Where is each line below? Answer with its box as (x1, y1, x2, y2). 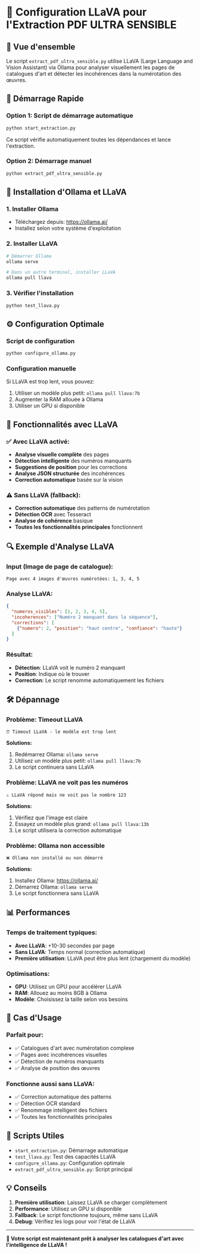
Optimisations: (6, 969, 50, 978)
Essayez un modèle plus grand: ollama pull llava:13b (14, 820, 149, 827)
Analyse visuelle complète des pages (14, 451, 109, 458)
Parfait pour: (6, 1031, 43, 1039)
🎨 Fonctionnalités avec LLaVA (6, 419, 118, 429)
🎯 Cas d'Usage (6, 1013, 62, 1023)
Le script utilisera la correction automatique (14, 826, 122, 834)
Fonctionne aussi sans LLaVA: (6, 1080, 95, 1088)
